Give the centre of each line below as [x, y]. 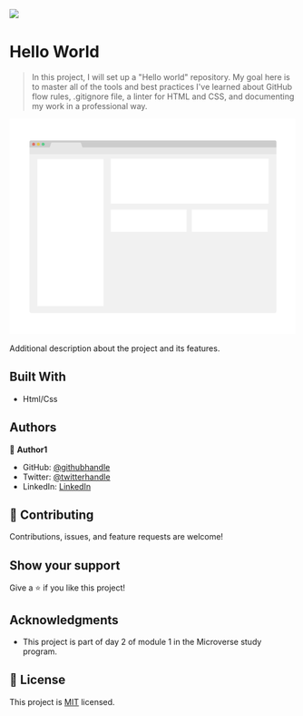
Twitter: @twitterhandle [66, 477]
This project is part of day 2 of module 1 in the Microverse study [142, 642]
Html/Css [40, 398]
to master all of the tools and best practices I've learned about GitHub [162, 86]
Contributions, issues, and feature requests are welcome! [117, 537]
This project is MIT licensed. [62, 701]
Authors [33, 428]
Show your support [65, 565]
